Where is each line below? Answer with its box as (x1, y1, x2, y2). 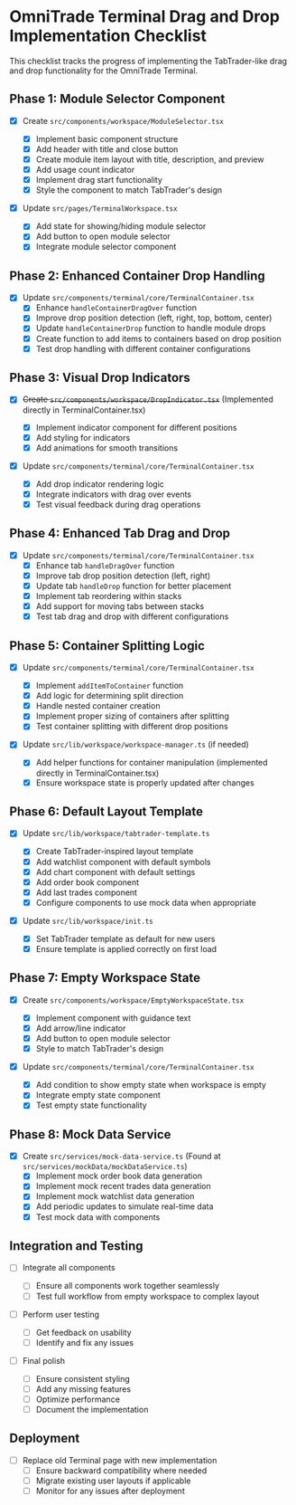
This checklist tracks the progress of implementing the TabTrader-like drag (9, 55, 287, 66)
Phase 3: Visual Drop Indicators (9, 370, 191, 386)
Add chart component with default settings (35, 866, 196, 877)
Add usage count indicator (35, 165, 135, 175)
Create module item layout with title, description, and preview (35, 154, 264, 165)
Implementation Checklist (9, 25, 208, 46)
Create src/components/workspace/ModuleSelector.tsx (22, 115, 224, 126)
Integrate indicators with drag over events (35, 489, 192, 500)
